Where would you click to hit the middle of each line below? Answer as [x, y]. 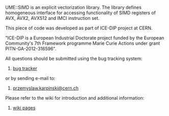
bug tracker [25, 68]
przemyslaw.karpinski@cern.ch [46, 88]
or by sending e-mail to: [30, 78]
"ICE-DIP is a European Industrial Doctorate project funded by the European [85, 38]
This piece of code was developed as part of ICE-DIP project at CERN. [79, 28]
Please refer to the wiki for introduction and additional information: [75, 98]
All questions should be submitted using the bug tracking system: [74, 59]
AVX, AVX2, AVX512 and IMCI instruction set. [52, 18]
